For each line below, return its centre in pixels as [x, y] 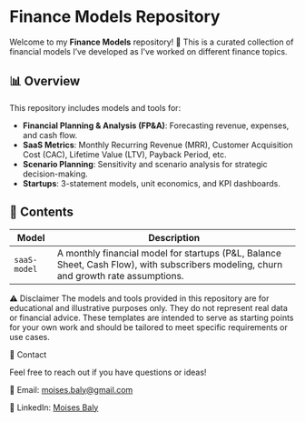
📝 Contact [28, 354]
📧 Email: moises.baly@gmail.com [71, 389]
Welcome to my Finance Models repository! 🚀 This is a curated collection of [152, 42]
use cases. [30, 337]
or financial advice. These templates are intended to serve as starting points [152, 317]
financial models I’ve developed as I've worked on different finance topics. [148, 51]
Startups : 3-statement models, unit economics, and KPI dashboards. [152, 183]
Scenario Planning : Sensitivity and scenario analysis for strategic [145, 164]
